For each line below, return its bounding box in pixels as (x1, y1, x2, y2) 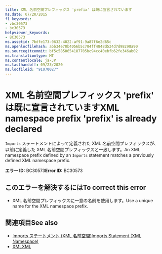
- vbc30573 (5, 21, 28, 26)
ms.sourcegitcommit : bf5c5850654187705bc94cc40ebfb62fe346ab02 (5, 48, 138, 53)
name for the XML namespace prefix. (12, 203, 88, 209)
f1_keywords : (5, 16, 32, 21)
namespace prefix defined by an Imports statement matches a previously (5, 152, 154, 158)
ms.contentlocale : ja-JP (5, 58, 56, 63)
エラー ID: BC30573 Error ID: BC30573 (5, 168, 83, 173)
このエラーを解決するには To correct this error (5, 183, 146, 192)
